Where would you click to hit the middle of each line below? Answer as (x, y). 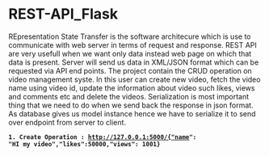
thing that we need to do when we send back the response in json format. (131, 105)
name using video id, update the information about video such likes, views (132, 88)
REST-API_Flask (63, 14)
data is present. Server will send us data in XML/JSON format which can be (134, 62)
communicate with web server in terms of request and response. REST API (132, 44)
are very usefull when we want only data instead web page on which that (130, 53)
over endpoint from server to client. (67, 122)
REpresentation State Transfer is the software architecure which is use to (130, 36)
